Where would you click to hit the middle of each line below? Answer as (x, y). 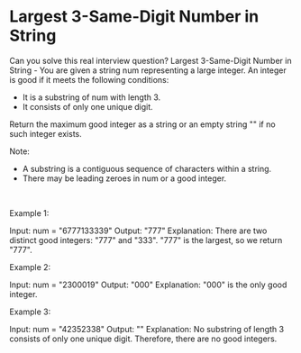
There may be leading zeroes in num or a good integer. (124, 178)
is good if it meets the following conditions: (89, 79)
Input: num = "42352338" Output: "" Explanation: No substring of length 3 (147, 329)
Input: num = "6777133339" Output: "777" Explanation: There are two (138, 231)
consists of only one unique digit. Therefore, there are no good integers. (143, 339)
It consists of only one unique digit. (87, 106)
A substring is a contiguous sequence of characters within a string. (147, 168)
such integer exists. (46, 133)
